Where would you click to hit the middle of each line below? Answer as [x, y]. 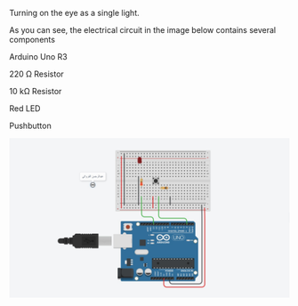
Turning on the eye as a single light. [74, 13]
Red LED [25, 109]
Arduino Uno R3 [39, 56]
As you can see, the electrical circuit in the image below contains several [143, 30]
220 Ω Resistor [36, 74]
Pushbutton [30, 125]
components [32, 40]
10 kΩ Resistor [36, 91]
